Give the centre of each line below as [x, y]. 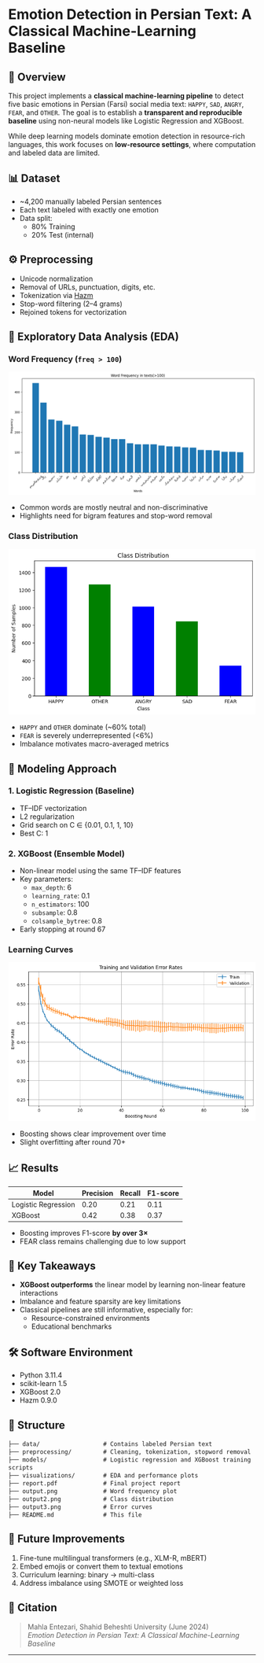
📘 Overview [37, 77]
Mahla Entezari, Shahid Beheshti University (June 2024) [118, 1627]
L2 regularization [47, 817]
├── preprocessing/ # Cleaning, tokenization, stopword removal [130, 1452]
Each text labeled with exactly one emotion [89, 209]
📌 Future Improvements [67, 1539]
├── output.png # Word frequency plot [93, 1491]
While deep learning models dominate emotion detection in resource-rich [127, 136]
